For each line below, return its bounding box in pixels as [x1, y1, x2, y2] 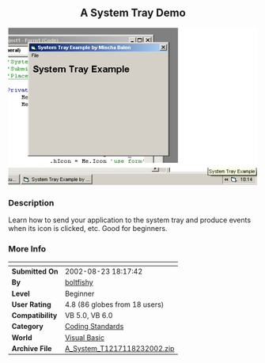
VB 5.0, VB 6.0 [64, 311, 113, 320]
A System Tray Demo [80, 6, 186, 20]
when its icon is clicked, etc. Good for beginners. [8, 224, 168, 233]
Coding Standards [64, 322, 124, 331]
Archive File [11, 343, 52, 353]
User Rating [11, 300, 51, 309]
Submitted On [11, 267, 59, 276]
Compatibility [11, 311, 58, 320]
